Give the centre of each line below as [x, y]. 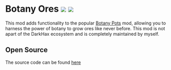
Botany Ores [32, 9]
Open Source [27, 50]
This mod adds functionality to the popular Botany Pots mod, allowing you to [86, 23]
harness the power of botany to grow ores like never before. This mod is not [85, 28]
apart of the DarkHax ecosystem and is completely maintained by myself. [82, 34]
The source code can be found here [43, 62]
